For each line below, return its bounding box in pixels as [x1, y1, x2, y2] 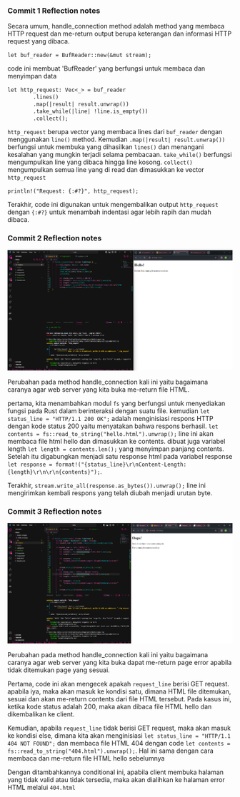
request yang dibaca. [7, 37, 70, 46]
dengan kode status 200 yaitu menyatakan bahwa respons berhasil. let [7, 422, 219, 430]
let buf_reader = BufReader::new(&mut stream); [7, 52, 152, 59]
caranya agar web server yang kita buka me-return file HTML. [7, 385, 190, 394]
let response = [7, 461, 53, 469]
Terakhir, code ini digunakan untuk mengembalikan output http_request [7, 200, 219, 209]
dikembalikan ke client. [7, 710, 75, 719]
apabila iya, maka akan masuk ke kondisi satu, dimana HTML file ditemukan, [7, 687, 231, 696]
